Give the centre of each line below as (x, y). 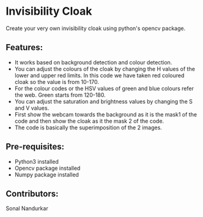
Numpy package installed (46, 174)
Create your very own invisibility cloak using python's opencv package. (96, 28)
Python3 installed (36, 161)
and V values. (32, 108)
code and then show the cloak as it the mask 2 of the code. (89, 121)
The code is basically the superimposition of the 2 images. (88, 128)
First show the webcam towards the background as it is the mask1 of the (105, 114)
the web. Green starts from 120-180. (60, 95)
